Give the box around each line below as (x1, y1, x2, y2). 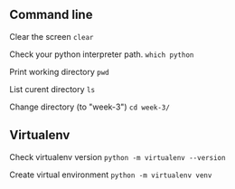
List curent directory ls (9, 83, 96, 94)
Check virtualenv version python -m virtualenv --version (9, 151, 226, 162)
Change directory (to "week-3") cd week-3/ (9, 101, 170, 112)
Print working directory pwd (9, 66, 110, 77)
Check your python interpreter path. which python (9, 49, 194, 60)
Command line (9, 7, 93, 23)
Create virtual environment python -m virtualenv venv (9, 169, 212, 180)
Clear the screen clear (9, 31, 94, 42)
